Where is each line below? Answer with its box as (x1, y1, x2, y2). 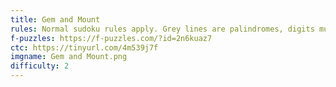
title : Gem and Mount (10, 14, 101, 25)
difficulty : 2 (10, 61, 70, 71)
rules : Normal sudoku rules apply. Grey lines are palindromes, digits (10, 24, 315, 34)
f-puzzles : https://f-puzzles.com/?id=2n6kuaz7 (10, 33, 213, 43)
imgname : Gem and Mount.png (10, 52, 128, 62)
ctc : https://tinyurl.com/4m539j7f (10, 42, 159, 53)
